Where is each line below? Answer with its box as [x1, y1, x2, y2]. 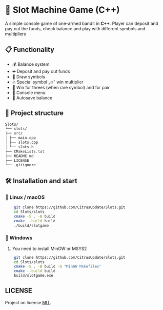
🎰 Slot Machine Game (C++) [5, 4, 120, 16]
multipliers [5, 31, 26, 37]
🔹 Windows [5, 234, 33, 241]
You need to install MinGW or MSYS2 [12, 246, 87, 252]
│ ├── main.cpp [5, 136, 36, 140]
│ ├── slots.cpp [5, 140, 38, 145]
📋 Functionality [5, 46, 55, 54]
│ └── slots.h [5, 144, 34, 149]
